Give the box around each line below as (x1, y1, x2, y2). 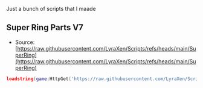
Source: (14, 39, 35, 46)
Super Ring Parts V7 (6, 22, 83, 33)
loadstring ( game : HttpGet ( (6, 75, 71, 82)
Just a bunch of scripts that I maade (6, 5, 97, 12)
